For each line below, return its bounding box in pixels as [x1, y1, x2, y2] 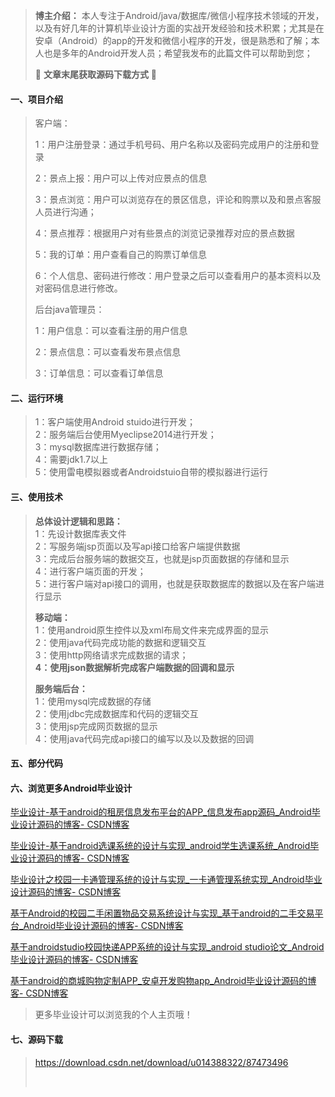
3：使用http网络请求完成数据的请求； [34, 649, 189, 661]
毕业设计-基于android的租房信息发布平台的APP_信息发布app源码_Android [10, 806, 312, 818]
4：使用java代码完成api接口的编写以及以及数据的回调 [34, 732, 255, 744]
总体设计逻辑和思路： [34, 515, 123, 527]
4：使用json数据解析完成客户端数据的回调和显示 [34, 661, 235, 673]
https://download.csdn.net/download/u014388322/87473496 [34, 1056, 289, 1068]
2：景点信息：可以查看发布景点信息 [34, 346, 182, 358]
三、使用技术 [10, 491, 63, 503]
